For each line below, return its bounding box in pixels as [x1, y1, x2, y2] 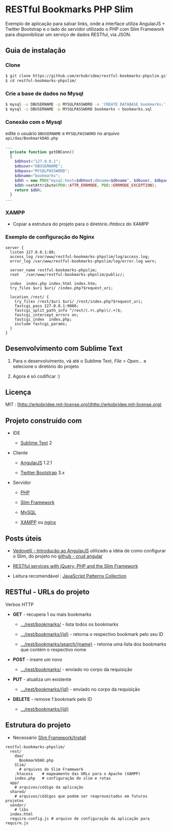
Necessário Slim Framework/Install [12, 734, 87, 740]
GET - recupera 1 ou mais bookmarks [12, 611, 92, 617]
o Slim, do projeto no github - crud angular [12, 553, 103, 559]
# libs [14, 807, 29, 812]
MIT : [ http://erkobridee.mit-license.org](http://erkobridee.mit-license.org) [5, 401, 162, 408]
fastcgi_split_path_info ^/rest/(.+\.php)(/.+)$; [14, 308, 123, 313]
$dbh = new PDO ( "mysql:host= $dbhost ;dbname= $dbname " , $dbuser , [14, 178, 153, 183]
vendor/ [10, 802, 27, 807]
